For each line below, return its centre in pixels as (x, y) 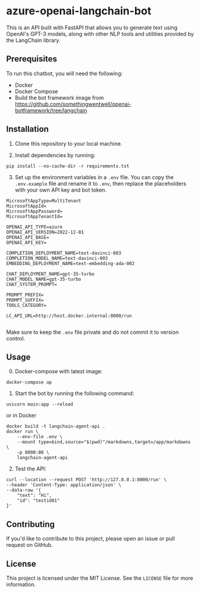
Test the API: (30, 469)
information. (21, 584)
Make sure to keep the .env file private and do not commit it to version (93, 332)
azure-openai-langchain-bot (79, 11)
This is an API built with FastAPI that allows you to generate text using (92, 27)
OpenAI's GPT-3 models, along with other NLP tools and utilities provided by (100, 33)
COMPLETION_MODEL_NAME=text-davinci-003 (57, 258)
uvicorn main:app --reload (40, 404)
